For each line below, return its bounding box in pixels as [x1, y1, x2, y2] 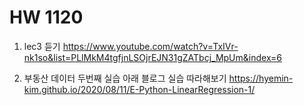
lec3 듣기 [23, 40, 61, 52]
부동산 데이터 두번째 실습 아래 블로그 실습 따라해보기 [23, 72, 227, 84]
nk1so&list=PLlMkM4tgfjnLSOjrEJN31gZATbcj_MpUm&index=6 [23, 51, 283, 63]
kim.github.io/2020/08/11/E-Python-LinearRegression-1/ [23, 83, 256, 95]
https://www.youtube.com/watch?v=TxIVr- [62, 40, 239, 52]
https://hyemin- [228, 72, 294, 84]
